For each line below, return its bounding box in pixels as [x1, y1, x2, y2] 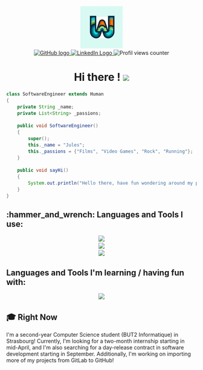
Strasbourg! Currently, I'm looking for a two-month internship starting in [6, 337, 185, 345]
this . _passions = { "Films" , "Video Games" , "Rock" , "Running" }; [28, 148, 193, 155]
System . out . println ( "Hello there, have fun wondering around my [28, 180, 193, 187]
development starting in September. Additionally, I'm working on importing [6, 350, 192, 358]
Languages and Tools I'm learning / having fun [6, 268, 184, 278]
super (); [28, 136, 50, 142]
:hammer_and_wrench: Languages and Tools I [6, 209, 183, 220]
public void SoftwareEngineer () [17, 123, 98, 129]
